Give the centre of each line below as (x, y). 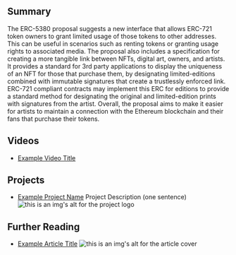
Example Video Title (46, 158)
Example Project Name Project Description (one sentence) (102, 197)
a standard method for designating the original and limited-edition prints (112, 96)
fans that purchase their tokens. (54, 119)
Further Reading (44, 226)
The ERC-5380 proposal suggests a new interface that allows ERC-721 (110, 28)
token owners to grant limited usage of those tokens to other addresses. (112, 36)
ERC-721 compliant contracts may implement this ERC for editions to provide (118, 88)
